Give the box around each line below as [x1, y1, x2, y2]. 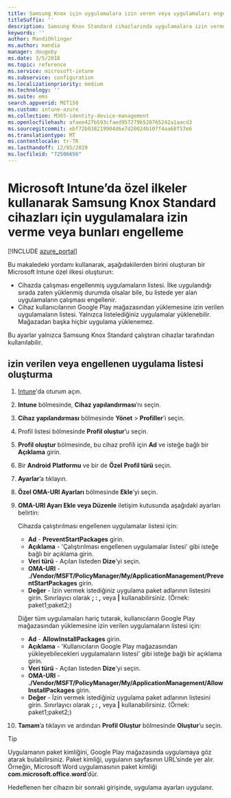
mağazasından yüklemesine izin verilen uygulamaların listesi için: [17, 621, 202, 629]
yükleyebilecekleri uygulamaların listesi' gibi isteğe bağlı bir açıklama [27, 649, 222, 658]
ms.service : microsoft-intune [8, 67, 95, 74]
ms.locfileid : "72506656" [8, 151, 82, 158]
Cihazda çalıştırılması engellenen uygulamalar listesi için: [17, 521, 178, 530]
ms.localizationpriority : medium [8, 80, 104, 87]
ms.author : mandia [8, 42, 60, 49]
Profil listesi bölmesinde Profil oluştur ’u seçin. [17, 427, 148, 435]
